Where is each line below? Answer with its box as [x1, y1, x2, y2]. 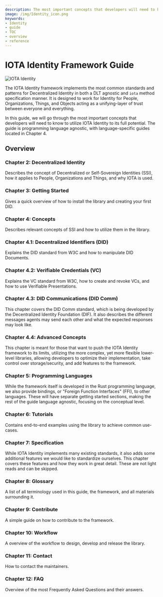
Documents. [5, 255, 30, 261]
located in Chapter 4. [5, 130, 47, 136]
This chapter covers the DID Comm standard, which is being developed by [5, 306, 154, 312]
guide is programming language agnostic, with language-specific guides [5, 125, 150, 131]
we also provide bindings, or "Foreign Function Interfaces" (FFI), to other [5, 388, 150, 394]
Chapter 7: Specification [5, 439, 64, 446]
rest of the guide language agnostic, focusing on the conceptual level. [5, 399, 145, 405]
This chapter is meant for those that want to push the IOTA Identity [5, 345, 138, 351]
